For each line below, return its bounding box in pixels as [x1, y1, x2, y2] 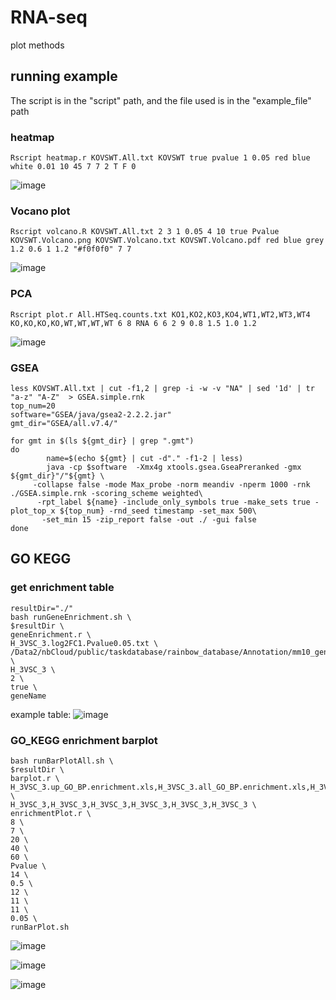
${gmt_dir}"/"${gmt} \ [10, 471, 105, 481]
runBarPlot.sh [10, 922, 70, 932]
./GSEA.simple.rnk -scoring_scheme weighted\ [10, 488, 203, 498]
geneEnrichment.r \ [10, 629, 92, 640]
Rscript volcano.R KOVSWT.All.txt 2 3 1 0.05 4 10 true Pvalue [10, 227, 280, 237]
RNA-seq [10, 6, 88, 29]
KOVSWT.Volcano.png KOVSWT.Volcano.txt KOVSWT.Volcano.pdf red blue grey [10, 236, 325, 246]
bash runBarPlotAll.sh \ [10, 756, 114, 766]
